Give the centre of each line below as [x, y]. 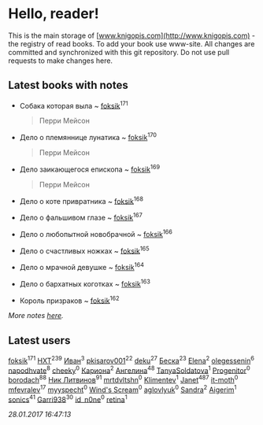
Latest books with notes [68, 85]
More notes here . [36, 316]
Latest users [39, 340]
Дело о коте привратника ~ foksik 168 [81, 200]
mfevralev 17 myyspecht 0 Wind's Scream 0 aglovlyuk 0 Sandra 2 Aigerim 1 [122, 389]
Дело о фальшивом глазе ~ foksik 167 [81, 217]
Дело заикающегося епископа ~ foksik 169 [89, 168]
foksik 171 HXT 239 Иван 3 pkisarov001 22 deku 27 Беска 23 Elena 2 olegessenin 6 [131, 360]
